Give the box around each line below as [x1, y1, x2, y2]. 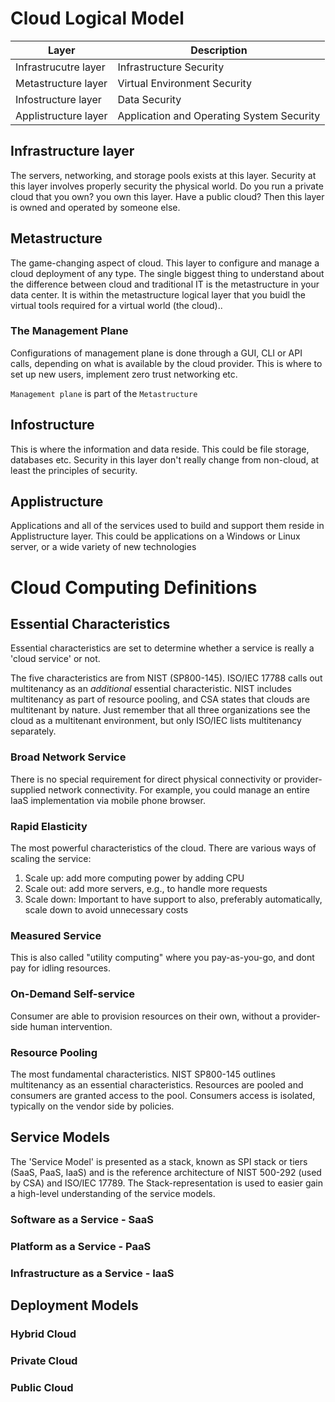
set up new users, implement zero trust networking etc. [10, 368, 238, 380]
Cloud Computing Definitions [10, 576, 258, 599]
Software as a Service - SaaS [10, 1212, 154, 1226]
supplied [10, 783, 47, 796]
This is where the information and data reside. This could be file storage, [10, 443, 310, 455]
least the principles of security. [10, 464, 138, 476]
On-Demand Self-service [10, 987, 135, 1001]
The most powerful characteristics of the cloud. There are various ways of [10, 842, 317, 854]
